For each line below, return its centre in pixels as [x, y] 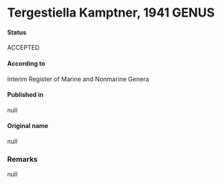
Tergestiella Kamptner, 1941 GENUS [111, 13]
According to [26, 63]
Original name [28, 126]
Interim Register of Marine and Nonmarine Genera [78, 79]
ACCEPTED [23, 48]
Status [17, 32]
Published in [25, 95]
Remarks [22, 159]
